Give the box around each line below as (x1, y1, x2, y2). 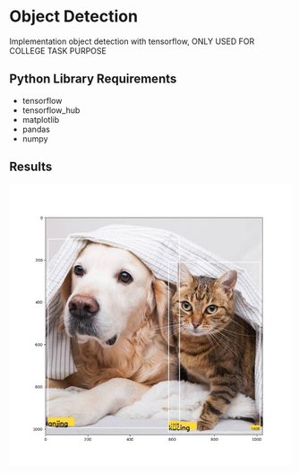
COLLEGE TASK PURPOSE (9, 45, 107, 56)
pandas (21, 124, 51, 134)
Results (9, 159, 53, 175)
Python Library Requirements (9, 72, 177, 87)
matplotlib (21, 114, 60, 125)
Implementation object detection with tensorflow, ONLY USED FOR (9, 36, 255, 47)
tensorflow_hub (21, 105, 81, 116)
